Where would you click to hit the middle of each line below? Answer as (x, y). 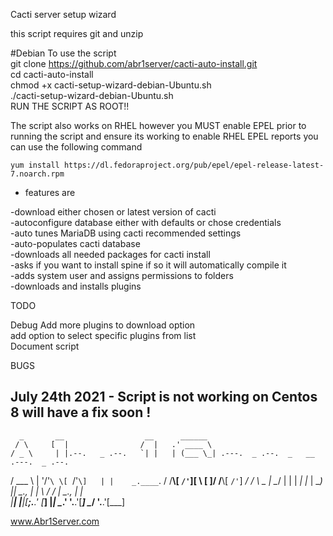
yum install (35, 165)
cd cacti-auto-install (52, 74)
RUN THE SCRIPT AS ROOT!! (70, 106)
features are (50, 192)
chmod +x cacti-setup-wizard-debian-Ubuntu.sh (111, 85)
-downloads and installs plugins (76, 286)
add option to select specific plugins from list (103, 335)
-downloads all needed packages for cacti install (110, 254)
